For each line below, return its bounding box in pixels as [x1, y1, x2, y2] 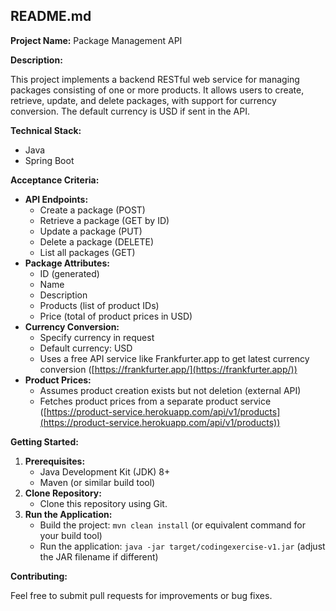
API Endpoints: [24, 193, 89, 205]
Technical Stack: [10, 124, 82, 136]
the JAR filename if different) [39, 550, 159, 563]
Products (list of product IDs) [39, 299, 160, 311]
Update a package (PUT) [39, 225, 143, 237]
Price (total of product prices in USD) [39, 310, 193, 322]
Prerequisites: [24, 455, 86, 467]
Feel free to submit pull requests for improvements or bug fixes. [10, 589, 273, 601]
